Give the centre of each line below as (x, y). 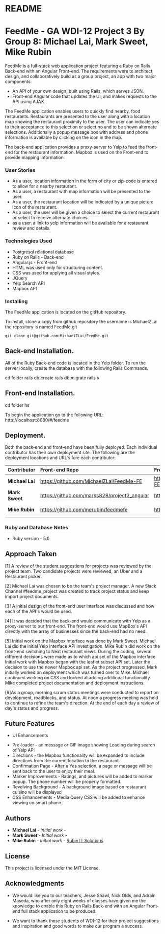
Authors (18, 818)
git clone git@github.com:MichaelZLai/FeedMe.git (57, 336)
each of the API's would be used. (39, 611)
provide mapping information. (35, 157)
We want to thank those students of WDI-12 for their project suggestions (85, 921)
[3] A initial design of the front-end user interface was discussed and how (80, 606)
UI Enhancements (30, 736)
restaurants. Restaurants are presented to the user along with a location (78, 117)
